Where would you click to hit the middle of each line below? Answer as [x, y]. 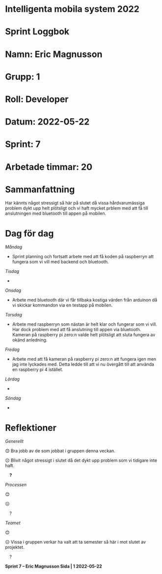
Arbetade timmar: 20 [49, 167]
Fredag [12, 350]
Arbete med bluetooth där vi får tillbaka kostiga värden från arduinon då [85, 300]
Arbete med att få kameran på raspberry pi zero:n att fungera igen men [84, 359]
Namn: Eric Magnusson [54, 54]
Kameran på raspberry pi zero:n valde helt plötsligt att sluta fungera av [84, 335]
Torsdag [13, 315]
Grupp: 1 [23, 77]
